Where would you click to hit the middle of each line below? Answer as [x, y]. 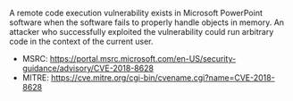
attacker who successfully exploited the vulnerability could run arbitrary [142, 32]
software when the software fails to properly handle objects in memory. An [146, 22]
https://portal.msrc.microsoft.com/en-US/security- [143, 59]
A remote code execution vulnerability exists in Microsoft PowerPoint [136, 13]
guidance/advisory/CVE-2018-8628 [88, 68]
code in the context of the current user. [81, 41]
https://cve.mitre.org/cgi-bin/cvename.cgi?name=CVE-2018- [163, 78]
